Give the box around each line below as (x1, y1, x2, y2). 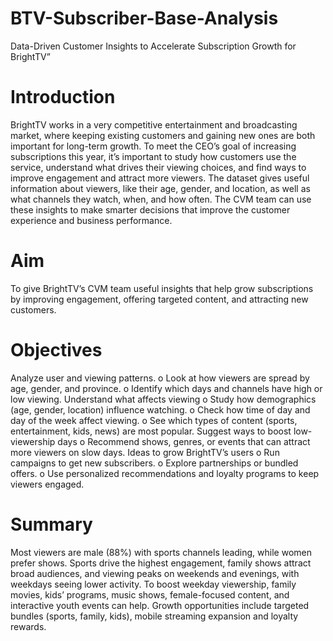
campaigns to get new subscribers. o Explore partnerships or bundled (10, 457, 299, 469)
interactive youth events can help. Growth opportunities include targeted (10, 599, 310, 611)
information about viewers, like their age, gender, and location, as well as (10, 182, 311, 194)
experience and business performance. (10, 214, 173, 226)
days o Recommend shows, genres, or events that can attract (57, 435, 311, 447)
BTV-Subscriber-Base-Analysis (10, 7, 279, 30)
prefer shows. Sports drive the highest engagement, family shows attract (10, 557, 312, 569)
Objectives (10, 339, 103, 361)
